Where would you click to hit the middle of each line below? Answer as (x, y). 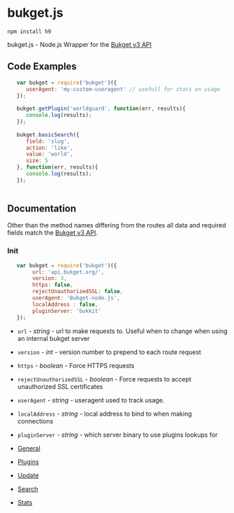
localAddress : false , (65, 304)
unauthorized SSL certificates (60, 386)
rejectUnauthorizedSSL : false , (78, 292)
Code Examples (42, 67)
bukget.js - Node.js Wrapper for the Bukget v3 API (80, 44)
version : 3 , (50, 279)
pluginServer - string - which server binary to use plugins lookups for (117, 435)
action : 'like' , (49, 148)
